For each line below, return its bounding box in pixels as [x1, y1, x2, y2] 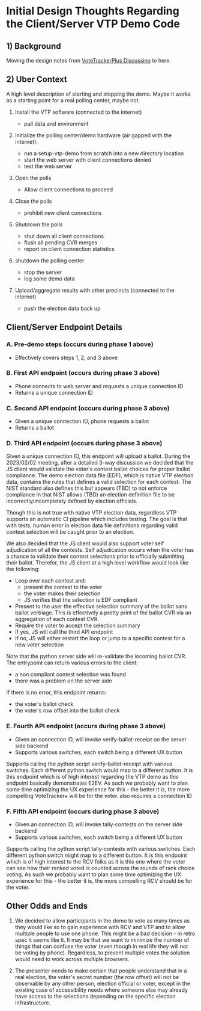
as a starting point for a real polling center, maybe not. [6, 96, 140, 104]
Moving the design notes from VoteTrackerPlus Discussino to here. [6, 57, 172, 64]
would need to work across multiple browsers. [14, 955, 130, 962]
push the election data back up [23, 305, 101, 312]
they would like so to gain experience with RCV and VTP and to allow [14, 923, 185, 930]
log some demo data [23, 275, 75, 282]
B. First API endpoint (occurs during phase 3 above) [6, 369, 160, 377]
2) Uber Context [6, 74, 67, 85]
